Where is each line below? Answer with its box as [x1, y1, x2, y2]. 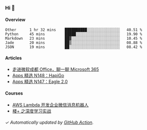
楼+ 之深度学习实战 [12, 108, 51, 114]
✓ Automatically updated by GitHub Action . [5, 120, 94, 126]
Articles [5, 55, 22, 61]
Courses [5, 90, 23, 96]
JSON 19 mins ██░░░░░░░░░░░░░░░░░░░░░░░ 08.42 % [5, 45, 142, 50]
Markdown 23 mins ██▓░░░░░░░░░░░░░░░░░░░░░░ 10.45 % [5, 36, 142, 41]
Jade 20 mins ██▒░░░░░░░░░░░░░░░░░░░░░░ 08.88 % [5, 40, 142, 46]
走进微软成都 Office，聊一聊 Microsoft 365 [12, 66, 99, 73]
